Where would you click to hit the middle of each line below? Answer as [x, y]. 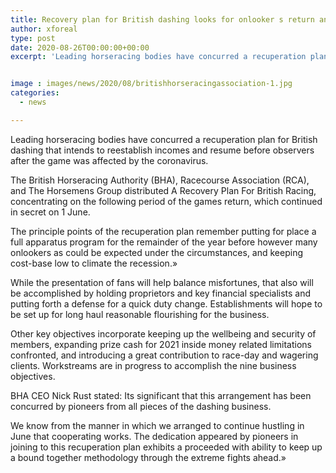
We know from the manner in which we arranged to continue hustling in [157, 425]
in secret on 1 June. [50, 212]
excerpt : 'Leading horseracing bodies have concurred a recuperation [158, 57]
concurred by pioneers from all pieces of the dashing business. [141, 406]
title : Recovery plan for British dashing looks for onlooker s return [162, 19]
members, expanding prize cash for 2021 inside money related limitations [161, 344]
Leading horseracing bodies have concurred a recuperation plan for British [164, 139]
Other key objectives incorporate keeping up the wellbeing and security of [163, 333]
